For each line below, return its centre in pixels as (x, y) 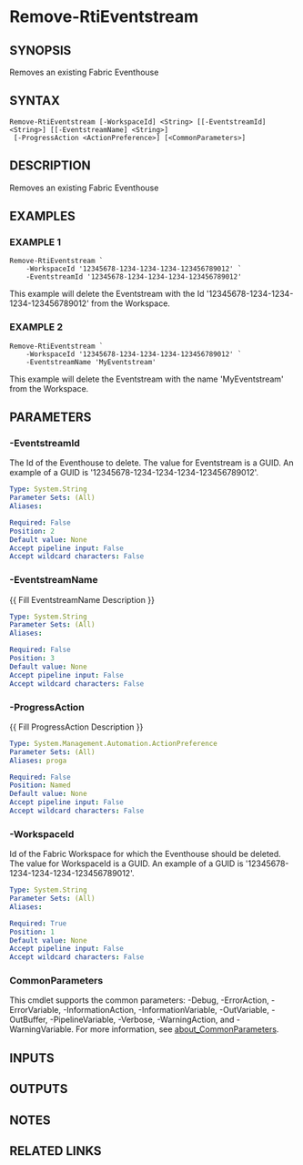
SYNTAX (35, 101)
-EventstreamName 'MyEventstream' (91, 362)
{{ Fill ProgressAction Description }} (76, 727)
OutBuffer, (29, 1020)
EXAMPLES (42, 216)
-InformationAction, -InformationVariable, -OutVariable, (167, 1010)
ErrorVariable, (35, 1010)
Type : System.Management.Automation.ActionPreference (114, 743)
